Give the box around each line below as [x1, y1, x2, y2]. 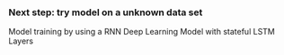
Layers [8, 35, 33, 46]
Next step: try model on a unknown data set [8, 6, 203, 19]
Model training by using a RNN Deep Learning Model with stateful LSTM [8, 27, 275, 37]
